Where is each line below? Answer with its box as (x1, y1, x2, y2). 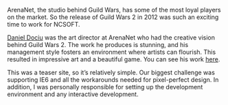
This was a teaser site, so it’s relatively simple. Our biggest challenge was (7, 68, 215, 76)
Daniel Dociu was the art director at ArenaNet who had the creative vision (7, 33, 215, 42)
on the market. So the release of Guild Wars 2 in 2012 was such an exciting (7, 13, 219, 21)
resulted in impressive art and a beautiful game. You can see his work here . (7, 55, 220, 63)
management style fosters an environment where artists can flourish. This (7, 48, 216, 56)
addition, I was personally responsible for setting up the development (7, 83, 203, 91)
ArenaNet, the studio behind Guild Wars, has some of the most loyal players (7, 6, 221, 14)
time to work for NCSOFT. (7, 20, 80, 28)
